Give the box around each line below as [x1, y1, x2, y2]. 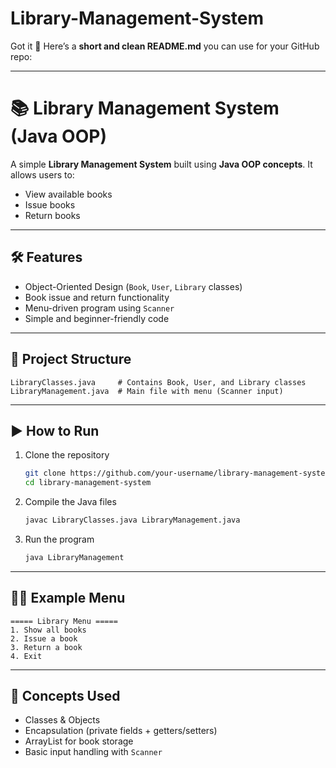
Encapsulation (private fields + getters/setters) [24, 725, 218, 737]
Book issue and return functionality [24, 291, 170, 303]
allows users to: [10, 168, 75, 181]
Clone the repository [24, 449, 110, 461]
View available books [24, 188, 113, 200]
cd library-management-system [24, 478, 152, 488]
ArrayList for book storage [24, 735, 134, 747]
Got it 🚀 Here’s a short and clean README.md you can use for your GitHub [10, 40, 320, 52]
